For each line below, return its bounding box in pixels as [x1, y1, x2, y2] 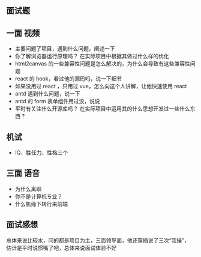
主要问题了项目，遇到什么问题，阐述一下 [14, 45, 115, 52]
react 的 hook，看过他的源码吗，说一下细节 [14, 75, 122, 82]
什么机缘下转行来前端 [14, 200, 68, 207]
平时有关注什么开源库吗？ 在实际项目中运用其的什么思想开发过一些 [14, 105, 180, 112]
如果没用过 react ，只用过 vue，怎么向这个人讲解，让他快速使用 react [14, 83, 187, 90]
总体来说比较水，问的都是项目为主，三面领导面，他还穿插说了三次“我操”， [6, 237, 190, 244]
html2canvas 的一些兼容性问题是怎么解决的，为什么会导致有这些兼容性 [14, 60, 190, 67]
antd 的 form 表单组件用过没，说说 [14, 98, 100, 105]
